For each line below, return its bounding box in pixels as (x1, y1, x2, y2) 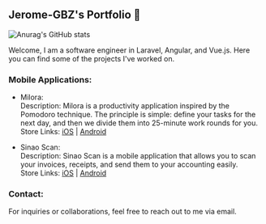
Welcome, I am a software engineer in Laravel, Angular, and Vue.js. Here (8, 45, 251, 55)
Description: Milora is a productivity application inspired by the (19, 101, 230, 111)
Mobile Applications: (8, 74, 92, 85)
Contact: (8, 188, 44, 200)
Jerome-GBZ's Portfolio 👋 (8, 8, 141, 22)
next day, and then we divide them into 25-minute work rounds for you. (19, 118, 258, 128)
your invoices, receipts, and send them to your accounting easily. (19, 159, 238, 170)
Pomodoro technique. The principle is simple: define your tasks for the (19, 110, 256, 120)
